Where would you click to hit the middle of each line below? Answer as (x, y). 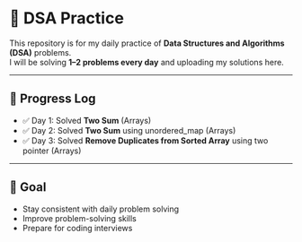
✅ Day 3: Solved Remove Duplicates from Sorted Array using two (145, 140)
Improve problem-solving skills (80, 218)
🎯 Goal (28, 187)
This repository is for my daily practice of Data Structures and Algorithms (147, 43)
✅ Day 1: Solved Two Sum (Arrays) (87, 120)
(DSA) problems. (40, 52)
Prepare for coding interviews (77, 228)
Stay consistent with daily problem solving (101, 209)
